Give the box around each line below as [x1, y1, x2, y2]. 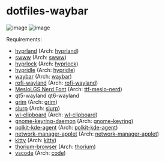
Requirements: [6, 35, 42, 43]
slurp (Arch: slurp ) [14, 104, 60, 112]
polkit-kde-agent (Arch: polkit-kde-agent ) [14, 124, 118, 131]
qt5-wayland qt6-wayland [14, 92, 80, 99]
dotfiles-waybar [6, 4, 89, 18]
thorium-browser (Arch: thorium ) [14, 143, 96, 150]
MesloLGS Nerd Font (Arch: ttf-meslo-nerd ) [14, 85, 123, 92]
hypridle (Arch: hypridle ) [14, 66, 76, 73]
